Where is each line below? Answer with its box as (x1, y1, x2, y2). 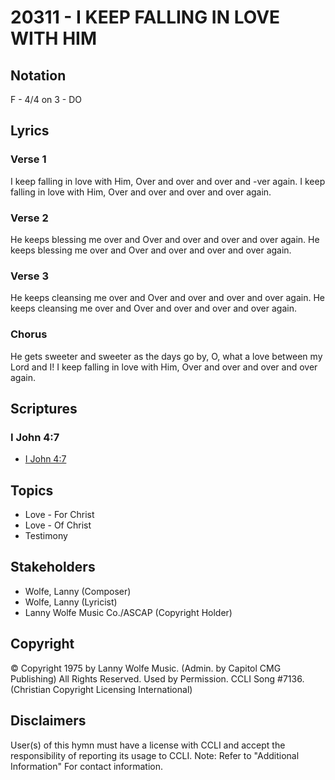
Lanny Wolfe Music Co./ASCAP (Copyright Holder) (24, 606, 233, 618)
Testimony (24, 530, 68, 542)
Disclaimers (10, 712, 87, 730)
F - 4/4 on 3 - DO (10, 94, 83, 105)
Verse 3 (10, 269, 49, 283)
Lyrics (10, 122, 50, 140)
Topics (10, 482, 54, 499)
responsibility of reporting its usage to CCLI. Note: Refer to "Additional (10, 749, 300, 761)
